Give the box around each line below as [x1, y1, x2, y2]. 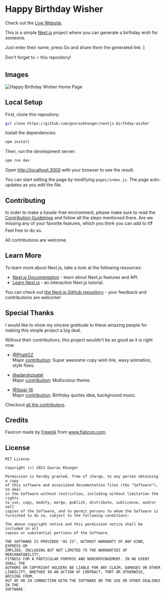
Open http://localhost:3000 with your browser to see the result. [5, 167, 135, 173]
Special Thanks [5, 309, 54, 317]
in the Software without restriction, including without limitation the [5, 491, 159, 497]
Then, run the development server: [5, 148, 76, 154]
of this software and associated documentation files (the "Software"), [5, 483, 159, 488]
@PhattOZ [12, 351, 34, 358]
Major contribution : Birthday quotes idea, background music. [12, 392, 137, 398]
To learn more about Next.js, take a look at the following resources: [5, 265, 142, 270]
